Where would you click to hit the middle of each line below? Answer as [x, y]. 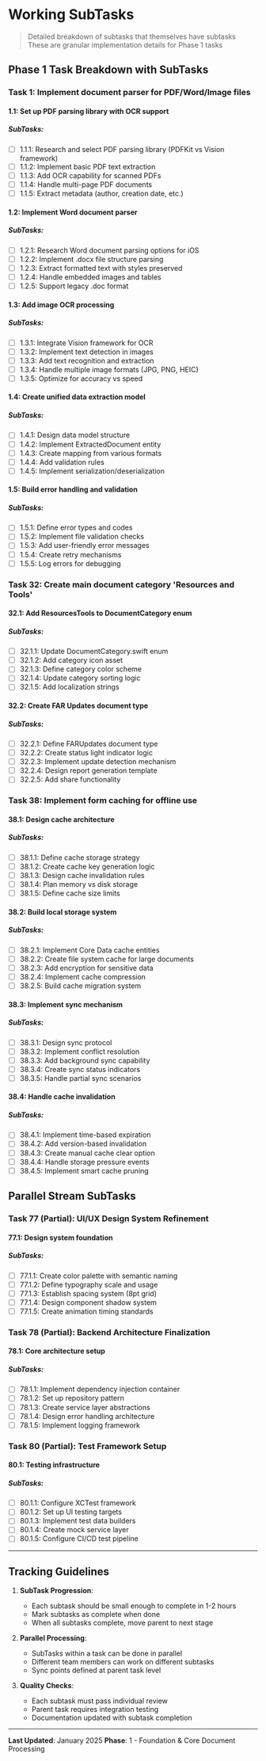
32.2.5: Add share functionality [70, 780]
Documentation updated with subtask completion [112, 1718]
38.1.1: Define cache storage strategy [80, 858]
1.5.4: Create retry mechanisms [70, 554]
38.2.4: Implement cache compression [83, 976]
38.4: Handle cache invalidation [62, 1097]
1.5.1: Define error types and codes [76, 527]
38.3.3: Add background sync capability [85, 1060]
